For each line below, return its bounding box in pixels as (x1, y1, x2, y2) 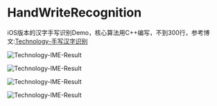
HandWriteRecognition (7, 5, 142, 21)
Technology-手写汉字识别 (15, 36, 88, 45)
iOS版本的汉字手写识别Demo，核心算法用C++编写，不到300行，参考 (7, 28, 205, 36)
